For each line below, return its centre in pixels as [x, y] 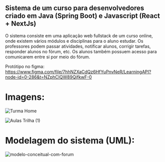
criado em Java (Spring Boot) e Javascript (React [82, 16]
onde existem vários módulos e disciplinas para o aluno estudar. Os [74, 41]
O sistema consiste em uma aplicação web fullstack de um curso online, [79, 36]
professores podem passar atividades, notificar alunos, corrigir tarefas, [78, 46]
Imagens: [25, 97]
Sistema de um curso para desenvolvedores [75, 8]
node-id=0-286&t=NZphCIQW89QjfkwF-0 [48, 77]
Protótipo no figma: [25, 66]
